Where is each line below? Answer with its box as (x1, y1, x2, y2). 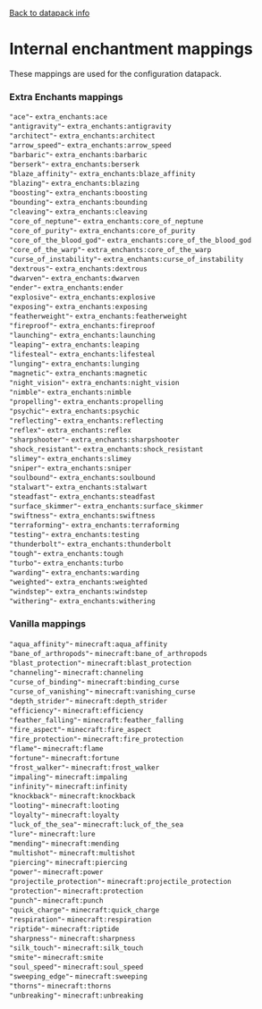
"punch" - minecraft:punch (9, 894, 104, 905)
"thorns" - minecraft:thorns (9, 980, 112, 990)
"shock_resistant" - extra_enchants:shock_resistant (9, 443, 204, 454)
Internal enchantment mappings (9, 39, 253, 59)
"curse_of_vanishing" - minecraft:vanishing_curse (9, 685, 196, 696)
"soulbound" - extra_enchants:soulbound (9, 472, 156, 483)
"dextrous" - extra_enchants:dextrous (9, 263, 148, 273)
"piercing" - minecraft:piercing (9, 856, 128, 867)
